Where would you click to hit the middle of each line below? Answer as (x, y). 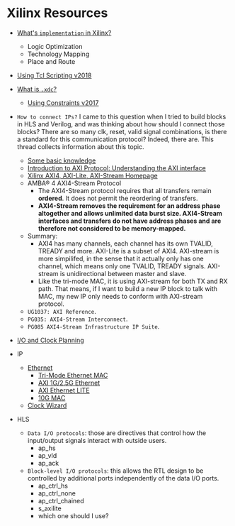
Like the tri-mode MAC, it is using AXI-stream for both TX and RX (133, 281)
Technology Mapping (58, 54)
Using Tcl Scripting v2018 (54, 75)
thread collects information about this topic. (80, 146)
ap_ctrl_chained (61, 500)
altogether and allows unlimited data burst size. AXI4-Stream (130, 213)
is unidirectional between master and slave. (123, 273)
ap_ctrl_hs (53, 486)
